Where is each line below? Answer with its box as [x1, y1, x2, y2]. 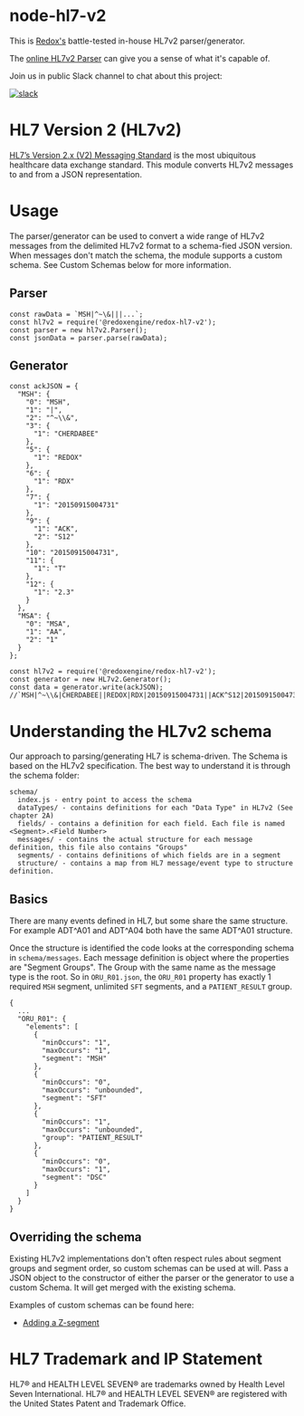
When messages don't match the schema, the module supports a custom [9, 250, 283, 261]
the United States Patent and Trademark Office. [9, 1398, 186, 1409]
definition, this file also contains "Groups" [9, 843, 188, 852]
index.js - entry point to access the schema [17, 796, 193, 805]
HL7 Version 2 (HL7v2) [9, 120, 183, 140]
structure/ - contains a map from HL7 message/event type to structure [17, 859, 294, 868]
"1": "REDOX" [33, 454, 83, 463]
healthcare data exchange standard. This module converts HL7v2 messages [9, 159, 294, 170]
